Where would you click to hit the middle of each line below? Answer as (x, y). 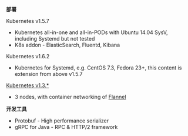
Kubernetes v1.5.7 (28, 21)
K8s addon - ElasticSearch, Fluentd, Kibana (67, 45)
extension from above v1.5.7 (48, 74)
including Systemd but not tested (55, 39)
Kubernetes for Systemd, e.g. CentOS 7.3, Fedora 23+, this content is (98, 68)
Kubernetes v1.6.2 (28, 56)
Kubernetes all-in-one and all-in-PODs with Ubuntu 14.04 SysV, (91, 32)
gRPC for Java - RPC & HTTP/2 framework (66, 127)
